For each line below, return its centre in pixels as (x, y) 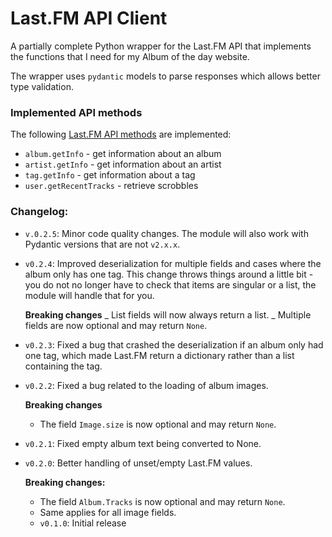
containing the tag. (63, 366)
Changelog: (39, 212)
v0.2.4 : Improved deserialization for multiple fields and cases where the (173, 263)
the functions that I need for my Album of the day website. (130, 56)
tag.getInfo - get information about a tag (110, 175)
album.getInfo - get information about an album (123, 154)
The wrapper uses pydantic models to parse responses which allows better (165, 76)
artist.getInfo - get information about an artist (123, 164)
